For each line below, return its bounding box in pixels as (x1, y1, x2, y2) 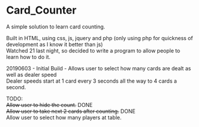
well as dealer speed (6, 71, 57, 78)
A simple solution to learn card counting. (6, 23, 106, 30)
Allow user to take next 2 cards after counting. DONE (6, 108, 135, 115)
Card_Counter (6, 4, 77, 17)
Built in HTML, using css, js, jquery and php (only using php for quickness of (6, 34, 193, 41)
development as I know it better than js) (6, 41, 103, 48)
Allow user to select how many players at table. (6, 113, 122, 121)
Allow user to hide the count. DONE (6, 101, 93, 108)
